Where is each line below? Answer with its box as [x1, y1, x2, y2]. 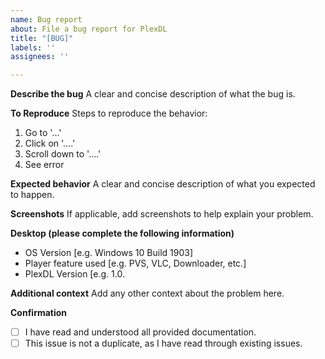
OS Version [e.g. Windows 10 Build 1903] [24, 247, 193, 259]
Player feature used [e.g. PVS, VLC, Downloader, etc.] [24, 257, 247, 270]
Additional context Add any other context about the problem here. [10, 287, 285, 300]
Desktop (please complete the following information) [10, 227, 235, 240]
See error [24, 159, 65, 171]
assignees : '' [10, 52, 70, 62]
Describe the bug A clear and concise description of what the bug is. [10, 88, 296, 100]
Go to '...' [24, 127, 62, 139]
